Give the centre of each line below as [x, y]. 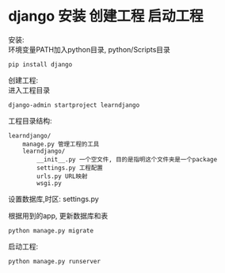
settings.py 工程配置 [70, 168]
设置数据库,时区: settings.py [53, 199]
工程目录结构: [31, 120]
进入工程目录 [29, 90]
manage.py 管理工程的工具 [61, 144]
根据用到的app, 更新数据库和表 [58, 215]
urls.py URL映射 [62, 176]
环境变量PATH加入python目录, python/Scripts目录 [89, 49]
